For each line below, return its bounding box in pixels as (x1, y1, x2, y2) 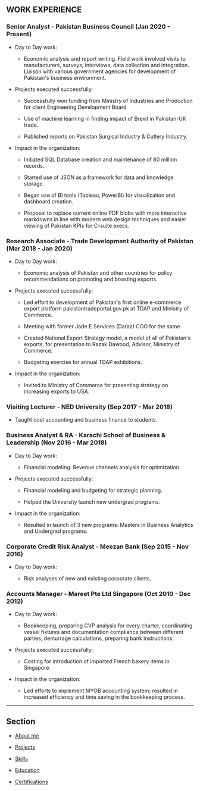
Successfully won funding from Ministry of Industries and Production (23, 97, 193, 104)
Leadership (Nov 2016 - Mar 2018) (6, 438, 107, 447)
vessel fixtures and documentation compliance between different (23, 629, 184, 636)
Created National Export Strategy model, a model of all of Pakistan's (23, 334, 191, 341)
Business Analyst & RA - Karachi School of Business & (6, 431, 165, 440)
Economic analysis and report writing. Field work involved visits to (23, 55, 186, 62)
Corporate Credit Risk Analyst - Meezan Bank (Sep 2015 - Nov (6, 542, 189, 551)
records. (23, 162, 45, 169)
